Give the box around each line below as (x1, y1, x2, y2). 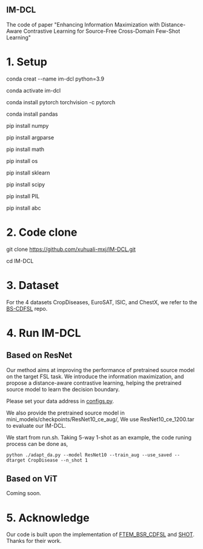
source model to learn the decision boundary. (6, 385, 120, 393)
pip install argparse (6, 133, 55, 141)
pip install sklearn (6, 169, 50, 176)
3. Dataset (6, 278, 59, 292)
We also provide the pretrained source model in (6, 409, 125, 416)
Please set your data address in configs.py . (6, 397, 114, 405)
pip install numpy (6, 122, 49, 129)
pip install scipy (6, 181, 45, 188)
